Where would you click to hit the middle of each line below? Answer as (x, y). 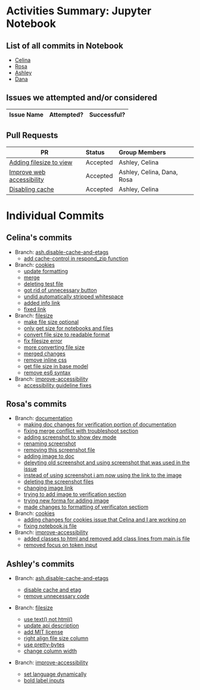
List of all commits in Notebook (65, 46)
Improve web (27, 172)
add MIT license (43, 632)
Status (95, 152)
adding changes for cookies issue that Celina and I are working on (105, 520)
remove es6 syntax (47, 372)
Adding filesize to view (41, 162)
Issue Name (26, 115)
